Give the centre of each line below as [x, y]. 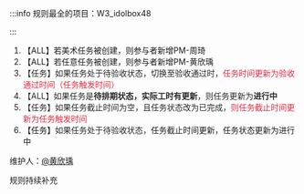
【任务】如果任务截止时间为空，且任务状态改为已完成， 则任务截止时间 [155, 107]
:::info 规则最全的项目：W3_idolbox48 [80, 13]
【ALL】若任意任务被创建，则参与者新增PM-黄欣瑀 [118, 61]
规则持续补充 [33, 180]
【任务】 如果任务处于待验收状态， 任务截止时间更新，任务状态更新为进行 [158, 130]
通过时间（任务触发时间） [71, 84]
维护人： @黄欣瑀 [42, 161]
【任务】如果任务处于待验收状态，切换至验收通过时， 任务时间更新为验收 [158, 73]
